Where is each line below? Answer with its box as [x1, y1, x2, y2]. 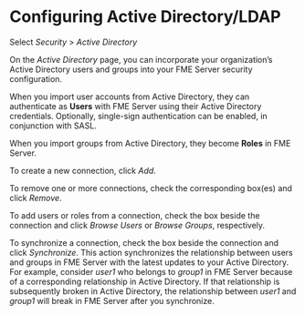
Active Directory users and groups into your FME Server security [9, 64, 253, 75]
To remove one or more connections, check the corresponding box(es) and [9, 182, 292, 193]
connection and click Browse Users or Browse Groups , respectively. [9, 219, 266, 230]
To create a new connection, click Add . [9, 165, 157, 176]
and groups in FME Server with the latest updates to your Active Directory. [9, 257, 289, 268]
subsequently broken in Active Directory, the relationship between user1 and [9, 285, 297, 297]
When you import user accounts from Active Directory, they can [9, 91, 250, 102]
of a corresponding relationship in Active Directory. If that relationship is [9, 276, 280, 287]
